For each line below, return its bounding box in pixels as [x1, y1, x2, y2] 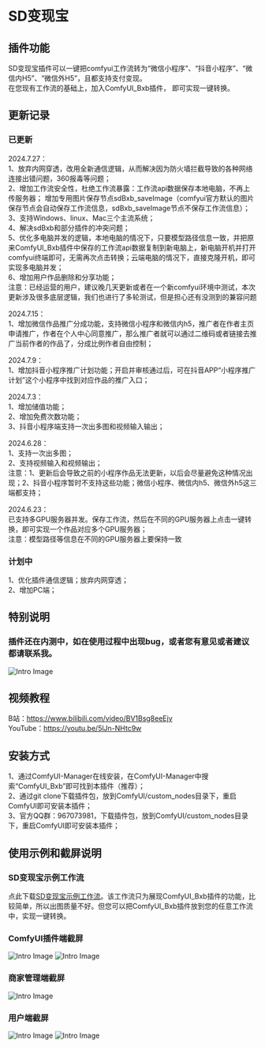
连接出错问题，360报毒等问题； [8, 173, 112, 183]
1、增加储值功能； [8, 401, 67, 411]
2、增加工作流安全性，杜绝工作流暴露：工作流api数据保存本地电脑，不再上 [8, 183, 251, 193]
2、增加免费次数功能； [8, 412, 82, 421]
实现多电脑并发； [8, 262, 64, 272]
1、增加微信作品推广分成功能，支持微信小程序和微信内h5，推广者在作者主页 [8, 319, 255, 328]
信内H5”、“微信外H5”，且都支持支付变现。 [8, 74, 147, 83]
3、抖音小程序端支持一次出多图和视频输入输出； [8, 421, 165, 431]
